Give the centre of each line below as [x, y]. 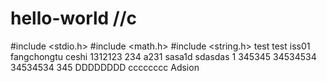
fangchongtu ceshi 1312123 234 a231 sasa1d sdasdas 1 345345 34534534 [163, 56]
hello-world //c [74, 18]
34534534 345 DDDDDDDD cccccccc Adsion [105, 67]
